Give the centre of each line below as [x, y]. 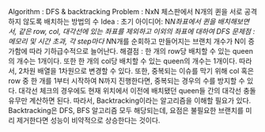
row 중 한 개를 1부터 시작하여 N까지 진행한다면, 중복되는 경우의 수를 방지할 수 [127, 81]
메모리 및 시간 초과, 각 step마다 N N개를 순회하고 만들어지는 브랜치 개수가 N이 [127, 41]
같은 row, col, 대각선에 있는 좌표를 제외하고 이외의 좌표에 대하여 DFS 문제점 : [137, 31]
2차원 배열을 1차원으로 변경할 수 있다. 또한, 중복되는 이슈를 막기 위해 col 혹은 [136, 71]
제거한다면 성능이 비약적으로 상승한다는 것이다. [88, 120]
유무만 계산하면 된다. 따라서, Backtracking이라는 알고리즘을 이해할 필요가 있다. [130, 100]
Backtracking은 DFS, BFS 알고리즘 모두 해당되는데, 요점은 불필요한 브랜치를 [126, 110]
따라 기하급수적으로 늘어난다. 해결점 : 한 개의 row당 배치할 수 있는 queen [141, 51]
